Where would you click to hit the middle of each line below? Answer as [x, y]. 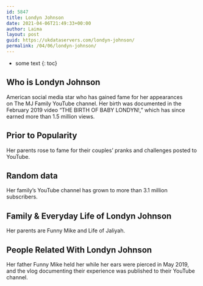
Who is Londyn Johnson [53, 82]
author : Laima [24, 29]
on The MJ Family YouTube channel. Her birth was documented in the [94, 103]
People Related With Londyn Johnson [79, 250]
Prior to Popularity [42, 135]
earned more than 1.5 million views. [51, 116]
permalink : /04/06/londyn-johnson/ [52, 46]
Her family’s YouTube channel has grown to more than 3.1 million [87, 190]
